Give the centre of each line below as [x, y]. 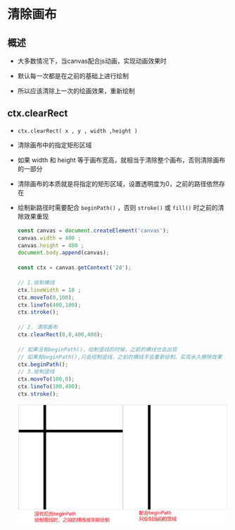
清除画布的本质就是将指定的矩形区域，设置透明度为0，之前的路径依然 [118, 183]
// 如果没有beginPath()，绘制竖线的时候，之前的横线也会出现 [97, 350]
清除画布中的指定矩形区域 [55, 144]
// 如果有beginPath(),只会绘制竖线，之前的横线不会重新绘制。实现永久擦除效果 [120, 357]
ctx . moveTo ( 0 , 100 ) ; [46, 297]
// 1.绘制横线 [36, 283]
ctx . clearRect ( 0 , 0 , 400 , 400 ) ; [60, 335]
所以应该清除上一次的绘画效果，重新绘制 [76, 91]
